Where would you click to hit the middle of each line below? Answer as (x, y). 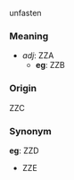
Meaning (29, 36)
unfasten (25, 13)
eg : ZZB (50, 65)
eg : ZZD (24, 150)
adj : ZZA (38, 56)
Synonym (30, 131)
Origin (23, 89)
